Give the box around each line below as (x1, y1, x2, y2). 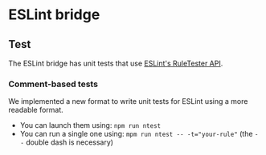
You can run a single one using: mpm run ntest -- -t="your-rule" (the (19, 129, 253, 139)
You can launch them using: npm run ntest (19, 121, 162, 130)
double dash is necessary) (25, 137, 114, 147)
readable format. (8, 105, 64, 115)
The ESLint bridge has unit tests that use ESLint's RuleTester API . (8, 58, 223, 68)
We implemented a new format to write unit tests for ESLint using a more (8, 97, 248, 106)
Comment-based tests (8, 78, 99, 89)
